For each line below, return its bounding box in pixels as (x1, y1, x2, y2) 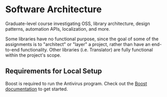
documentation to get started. (5, 86, 68, 92)
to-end (5, 46, 20, 53)
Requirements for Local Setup (5, 67, 102, 76)
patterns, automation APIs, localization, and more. (5, 26, 110, 32)
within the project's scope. (5, 52, 61, 58)
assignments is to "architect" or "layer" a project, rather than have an (5, 41, 151, 47)
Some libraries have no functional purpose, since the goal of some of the (5, 36, 159, 42)
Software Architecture (5, 4, 102, 15)
